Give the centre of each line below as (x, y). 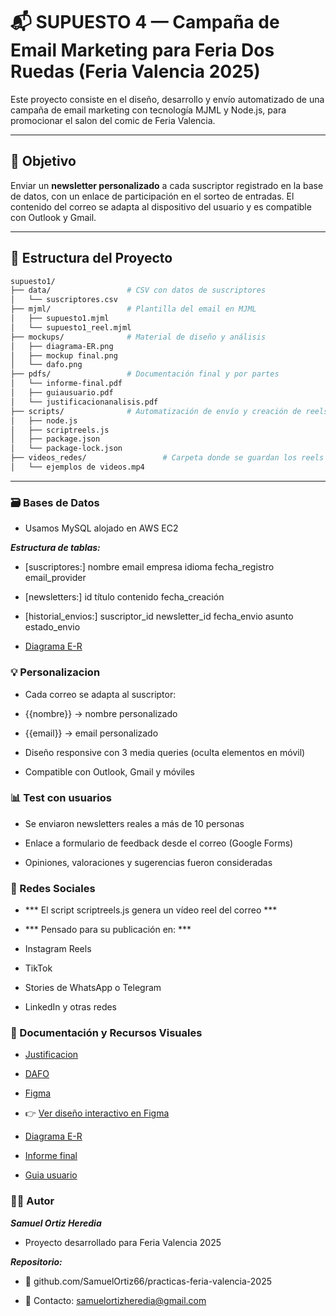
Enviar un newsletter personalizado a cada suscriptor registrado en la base (167, 185)
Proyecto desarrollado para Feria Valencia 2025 (123, 1242)
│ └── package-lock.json (66, 449)
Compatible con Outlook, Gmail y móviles (109, 771)
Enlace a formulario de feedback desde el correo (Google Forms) (159, 843)
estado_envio (52, 627)
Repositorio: (36, 1261)
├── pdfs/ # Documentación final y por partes (145, 374)
